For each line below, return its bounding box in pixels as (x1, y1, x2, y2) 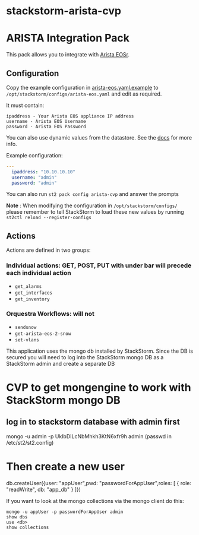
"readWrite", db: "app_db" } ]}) (6, 486, 81, 493)
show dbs (6, 514, 28, 520)
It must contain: (6, 102, 45, 109)
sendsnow (14, 324, 37, 330)
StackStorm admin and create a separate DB (6, 360, 115, 367)
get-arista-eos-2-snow (14, 331, 71, 337)
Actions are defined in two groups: (6, 246, 91, 254)
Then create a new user (6, 460, 125, 473)
